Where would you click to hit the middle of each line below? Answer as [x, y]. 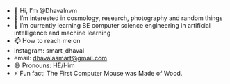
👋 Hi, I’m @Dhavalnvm [46, 11]
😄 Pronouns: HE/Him [44, 65]
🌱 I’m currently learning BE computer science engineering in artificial [112, 25]
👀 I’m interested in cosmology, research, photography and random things [118, 18]
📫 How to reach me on [47, 41]
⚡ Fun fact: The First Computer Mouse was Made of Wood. [98, 73]
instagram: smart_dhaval [49, 51]
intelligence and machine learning [62, 33]
